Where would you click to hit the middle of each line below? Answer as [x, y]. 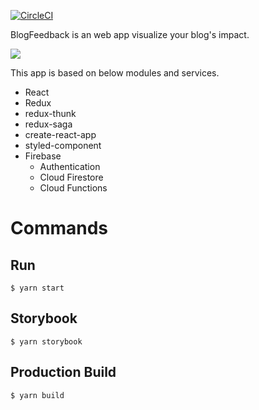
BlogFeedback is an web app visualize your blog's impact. [130, 34]
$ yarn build [37, 395]
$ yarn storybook [46, 341]
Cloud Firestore [71, 177]
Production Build [63, 372]
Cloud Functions [73, 188]
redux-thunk [50, 113]
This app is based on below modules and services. [115, 73]
